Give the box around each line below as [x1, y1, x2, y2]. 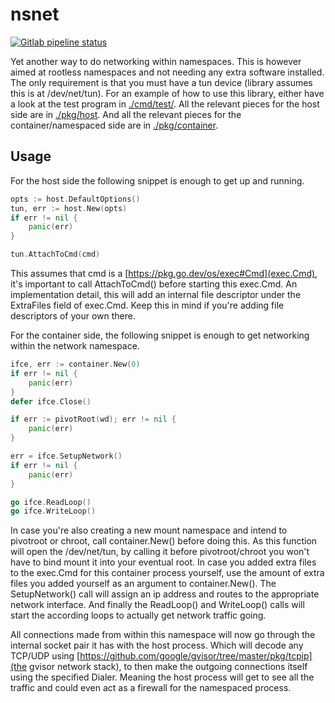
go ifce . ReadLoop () [10, 497, 92, 507]
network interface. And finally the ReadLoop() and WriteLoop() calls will [10, 599, 305, 611]
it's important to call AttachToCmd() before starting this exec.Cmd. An [10, 278, 298, 290]
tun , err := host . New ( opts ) [10, 203, 128, 213]
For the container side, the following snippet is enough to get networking [10, 329, 310, 341]
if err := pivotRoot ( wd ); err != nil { [10, 414, 177, 425]
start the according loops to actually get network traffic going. [10, 609, 267, 622]
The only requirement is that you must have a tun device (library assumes [10, 76, 313, 88]
